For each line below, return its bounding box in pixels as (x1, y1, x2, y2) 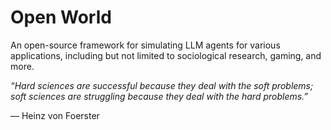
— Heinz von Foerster (10, 109, 100, 121)
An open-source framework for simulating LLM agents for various (10, 39, 281, 51)
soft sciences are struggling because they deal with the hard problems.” (10, 90, 309, 102)
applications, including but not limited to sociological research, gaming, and (10, 49, 322, 61)
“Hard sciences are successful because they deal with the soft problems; (10, 79, 314, 91)
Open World (10, 6, 112, 29)
